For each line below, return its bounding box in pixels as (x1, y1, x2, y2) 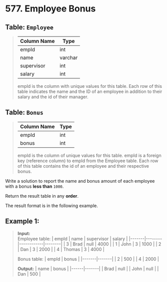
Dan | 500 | (17, 271, 41, 277)
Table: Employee (5, 23, 54, 31)
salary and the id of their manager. (17, 94, 88, 100)
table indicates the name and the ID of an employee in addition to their (17, 88, 162, 94)
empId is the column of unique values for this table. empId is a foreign (17, 152, 161, 158)
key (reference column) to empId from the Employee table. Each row (17, 158, 158, 164)
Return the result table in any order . (5, 193, 79, 199)
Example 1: (5, 217, 39, 226)
